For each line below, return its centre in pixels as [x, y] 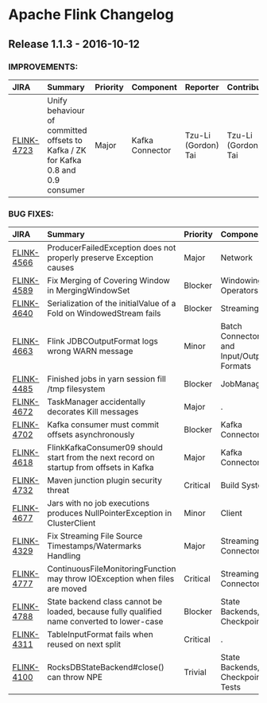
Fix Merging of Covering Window [109, 281]
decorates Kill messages [93, 412]
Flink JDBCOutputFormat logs [103, 341]
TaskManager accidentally [96, 402]
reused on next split [84, 644]
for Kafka [64, 160]
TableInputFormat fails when [100, 635]
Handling [64, 556]
